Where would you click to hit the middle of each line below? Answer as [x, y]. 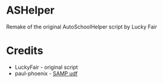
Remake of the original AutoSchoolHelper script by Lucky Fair [82, 27]
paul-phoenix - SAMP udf [46, 73]
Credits [25, 51]
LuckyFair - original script [46, 67]
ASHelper [30, 10]
